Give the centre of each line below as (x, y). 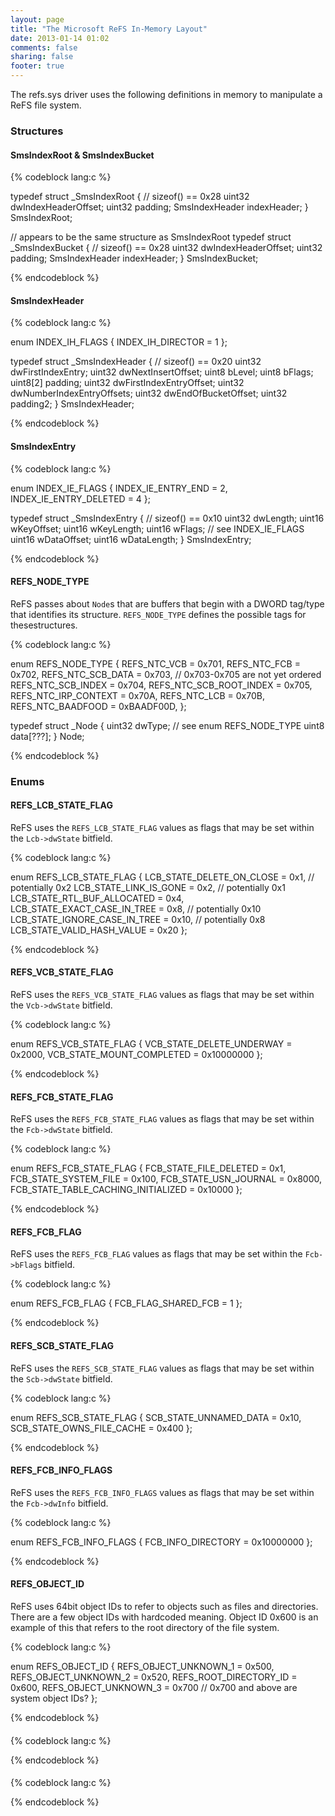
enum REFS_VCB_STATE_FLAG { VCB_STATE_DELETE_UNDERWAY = (151, 1044)
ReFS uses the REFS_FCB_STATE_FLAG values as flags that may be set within (162, 1119)
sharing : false (42, 57)
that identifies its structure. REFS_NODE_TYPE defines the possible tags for (158, 614)
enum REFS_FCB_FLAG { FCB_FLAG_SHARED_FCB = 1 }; (126, 1303)
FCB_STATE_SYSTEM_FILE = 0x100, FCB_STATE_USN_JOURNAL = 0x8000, (166, 1179)
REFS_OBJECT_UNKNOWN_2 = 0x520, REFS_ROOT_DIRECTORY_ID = (154, 1677)
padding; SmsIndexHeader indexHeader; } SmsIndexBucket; (134, 258)
